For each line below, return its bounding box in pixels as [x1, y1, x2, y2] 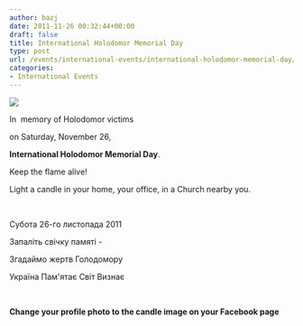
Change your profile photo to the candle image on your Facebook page [9, 306, 280, 317]
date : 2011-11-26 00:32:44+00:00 [9, 22, 135, 31]
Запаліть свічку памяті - [9, 236, 103, 247]
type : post [9, 47, 50, 56]
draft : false [9, 30, 59, 39]
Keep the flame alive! [9, 166, 87, 177]
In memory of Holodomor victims [9, 114, 134, 125]
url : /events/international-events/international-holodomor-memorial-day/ [9, 55, 297, 64]
